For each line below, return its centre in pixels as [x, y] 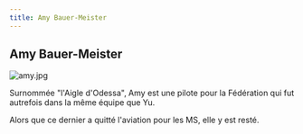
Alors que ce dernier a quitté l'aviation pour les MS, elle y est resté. [134, 120]
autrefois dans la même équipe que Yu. [82, 103]
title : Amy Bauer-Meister [58, 18]
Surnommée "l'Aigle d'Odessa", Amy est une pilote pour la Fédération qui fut [152, 93]
